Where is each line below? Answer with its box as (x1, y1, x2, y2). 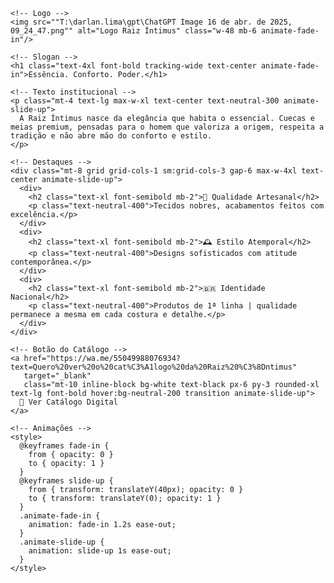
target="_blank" (23, 371, 92, 381)
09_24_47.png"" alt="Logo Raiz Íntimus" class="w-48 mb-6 (10, 26, 257, 36)
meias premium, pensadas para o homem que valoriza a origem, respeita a (10, 122, 325, 132)
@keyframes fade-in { (19, 441, 110, 451)
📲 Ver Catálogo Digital (19, 397, 118, 407)
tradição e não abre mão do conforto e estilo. (10, 131, 213, 141)
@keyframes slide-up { (19, 476, 114, 486)
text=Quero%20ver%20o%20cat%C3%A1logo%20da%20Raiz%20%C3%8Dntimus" (10, 362, 298, 372)
